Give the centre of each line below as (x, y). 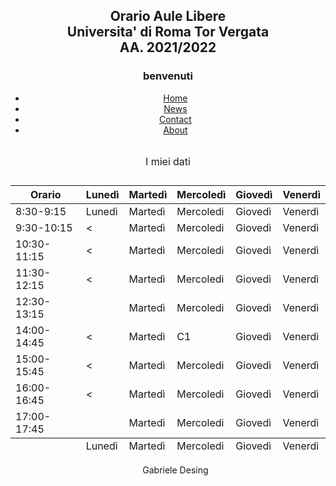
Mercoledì (201, 194)
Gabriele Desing (175, 470)
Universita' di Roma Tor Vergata (168, 32)
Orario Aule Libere (168, 16)
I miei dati (168, 161)
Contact (175, 119)
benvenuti (167, 76)
